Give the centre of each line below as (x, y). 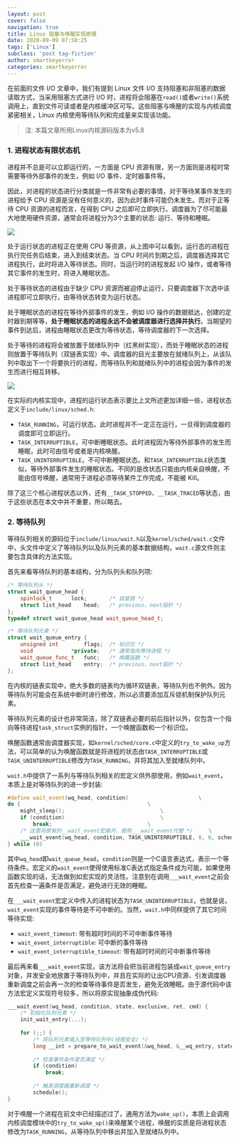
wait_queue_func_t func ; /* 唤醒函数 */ (85, 657)
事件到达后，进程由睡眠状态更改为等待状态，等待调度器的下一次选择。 (110, 330)
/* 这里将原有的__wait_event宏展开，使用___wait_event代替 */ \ (116, 830)
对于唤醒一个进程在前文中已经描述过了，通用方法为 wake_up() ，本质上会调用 (118, 1113)
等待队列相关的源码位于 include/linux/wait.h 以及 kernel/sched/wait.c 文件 (116, 539)
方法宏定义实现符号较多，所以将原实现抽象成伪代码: (83, 993)
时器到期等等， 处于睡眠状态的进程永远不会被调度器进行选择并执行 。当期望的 (119, 320)
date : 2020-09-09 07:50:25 (47, 41)
